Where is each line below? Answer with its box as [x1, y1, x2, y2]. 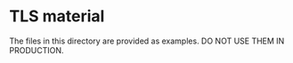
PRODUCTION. [9, 44, 64, 55]
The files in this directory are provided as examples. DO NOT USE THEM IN [9, 35, 285, 46]
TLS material [9, 6, 105, 27]
